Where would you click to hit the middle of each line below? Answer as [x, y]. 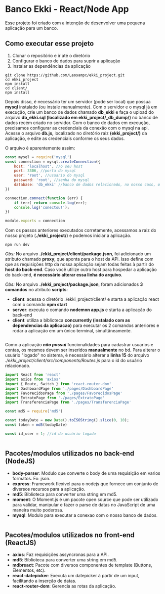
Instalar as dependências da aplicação [51, 66]
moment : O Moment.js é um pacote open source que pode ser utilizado [85, 499]
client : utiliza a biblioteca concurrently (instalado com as [71, 320]
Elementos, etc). [29, 570]
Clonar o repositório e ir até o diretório [51, 55]
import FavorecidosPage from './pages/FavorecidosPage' [64, 393]
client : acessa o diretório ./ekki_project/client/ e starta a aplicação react [85, 299]
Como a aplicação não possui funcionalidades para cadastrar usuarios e [79, 345]
